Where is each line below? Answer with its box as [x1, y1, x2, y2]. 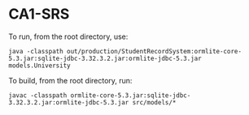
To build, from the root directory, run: [8, 75, 133, 85]
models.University [8, 62, 71, 70]
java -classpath [8, 47, 63, 55]
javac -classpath [8, 91, 68, 100]
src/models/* [132, 98, 177, 106]
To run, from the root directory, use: [8, 32, 129, 41]
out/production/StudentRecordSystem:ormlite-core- [66, 47, 242, 55]
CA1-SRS [8, 5, 70, 23]
